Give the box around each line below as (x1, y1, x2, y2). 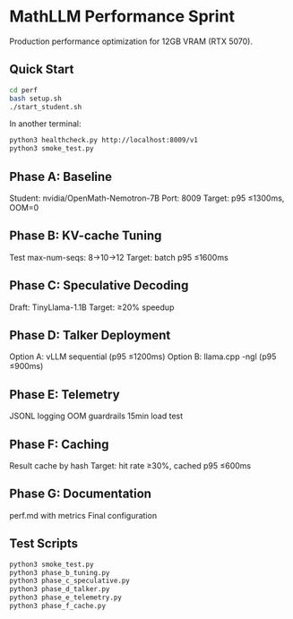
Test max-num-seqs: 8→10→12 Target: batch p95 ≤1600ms (9, 252, 228, 262)
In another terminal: (9, 118, 82, 129)
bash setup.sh (9, 94, 63, 103)
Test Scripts (9, 536, 79, 552)
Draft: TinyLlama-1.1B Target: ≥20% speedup (9, 302, 175, 313)
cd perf (9, 85, 39, 95)
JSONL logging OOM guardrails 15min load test (9, 410, 184, 422)
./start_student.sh (9, 102, 82, 111)
